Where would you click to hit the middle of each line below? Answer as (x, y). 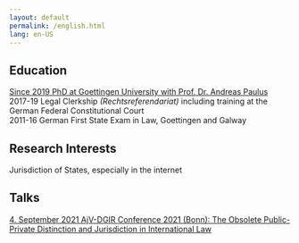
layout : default (39, 17)
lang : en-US (31, 34)
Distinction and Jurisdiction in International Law (125, 229)
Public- (277, 219)
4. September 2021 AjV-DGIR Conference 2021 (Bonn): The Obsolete (136, 219)
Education (38, 70)
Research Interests (63, 148)
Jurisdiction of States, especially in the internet (96, 170)
